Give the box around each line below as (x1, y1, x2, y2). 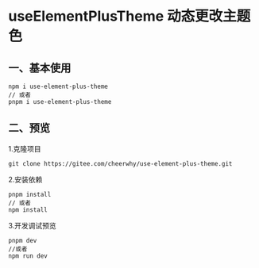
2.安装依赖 (8, 174, 43, 184)
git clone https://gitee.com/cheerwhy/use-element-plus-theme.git (8, 159, 233, 167)
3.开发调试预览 (8, 220, 57, 230)
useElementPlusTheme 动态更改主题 (8, 7, 251, 25)
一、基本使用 (8, 61, 72, 75)
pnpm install (8, 190, 52, 198)
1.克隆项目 (8, 144, 41, 153)
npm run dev (8, 251, 48, 260)
